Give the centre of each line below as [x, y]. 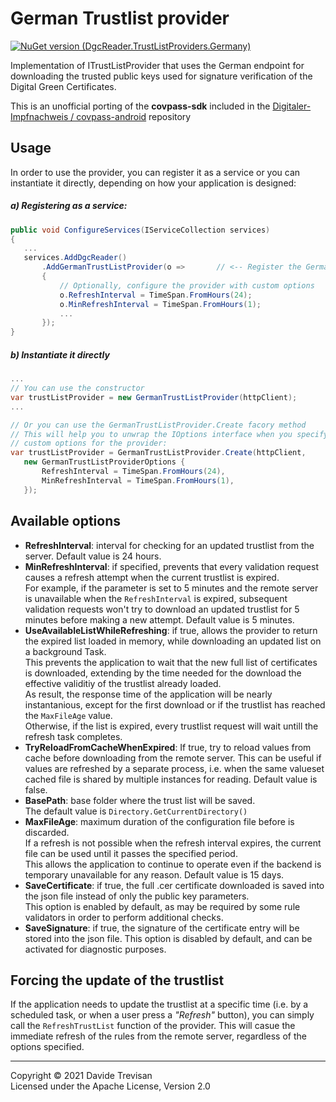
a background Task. [65, 651]
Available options [66, 521]
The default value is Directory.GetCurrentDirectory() [136, 811]
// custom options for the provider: [89, 443]
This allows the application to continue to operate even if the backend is [173, 864]
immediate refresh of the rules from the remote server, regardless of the [158, 1036]
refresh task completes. [73, 736]
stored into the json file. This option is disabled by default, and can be [168, 938]
